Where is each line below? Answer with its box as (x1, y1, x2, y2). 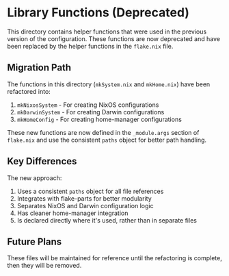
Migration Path (7, 62, 72, 73)
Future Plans (7, 236, 62, 247)
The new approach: (7, 173, 62, 182)
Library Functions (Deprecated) (7, 5, 190, 21)
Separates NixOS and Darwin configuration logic (16, 201, 154, 210)
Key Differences (7, 155, 77, 167)
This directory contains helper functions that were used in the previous (7, 27, 207, 36)
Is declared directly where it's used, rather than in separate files (16, 216, 197, 224)
